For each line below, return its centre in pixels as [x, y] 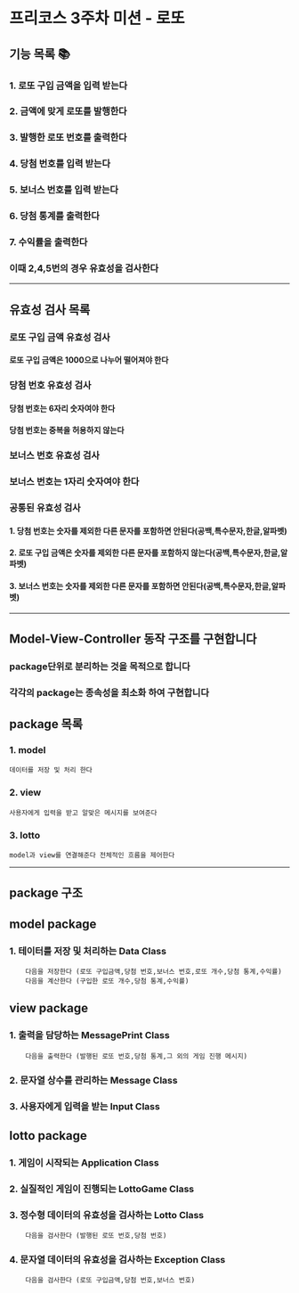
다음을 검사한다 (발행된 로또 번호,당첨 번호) [96, 1236]
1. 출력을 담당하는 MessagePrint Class [90, 1035]
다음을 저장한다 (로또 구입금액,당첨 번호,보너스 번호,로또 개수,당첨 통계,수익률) [154, 972]
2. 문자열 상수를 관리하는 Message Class [93, 1080]
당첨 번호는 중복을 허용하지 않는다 [67, 430]
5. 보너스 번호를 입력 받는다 [64, 190]
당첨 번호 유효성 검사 [50, 386]
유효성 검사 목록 [50, 310]
